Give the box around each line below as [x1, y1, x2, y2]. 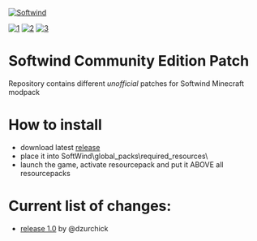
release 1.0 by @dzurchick [19, 223, 109, 233]
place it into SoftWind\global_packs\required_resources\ [19, 151, 208, 161]
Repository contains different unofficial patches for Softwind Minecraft [8, 78, 245, 88]
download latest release [19, 142, 101, 152]
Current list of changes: [8, 197, 172, 215]
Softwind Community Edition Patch [8, 52, 250, 71]
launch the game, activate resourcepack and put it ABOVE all [19, 159, 224, 170]
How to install [8, 116, 103, 134]
